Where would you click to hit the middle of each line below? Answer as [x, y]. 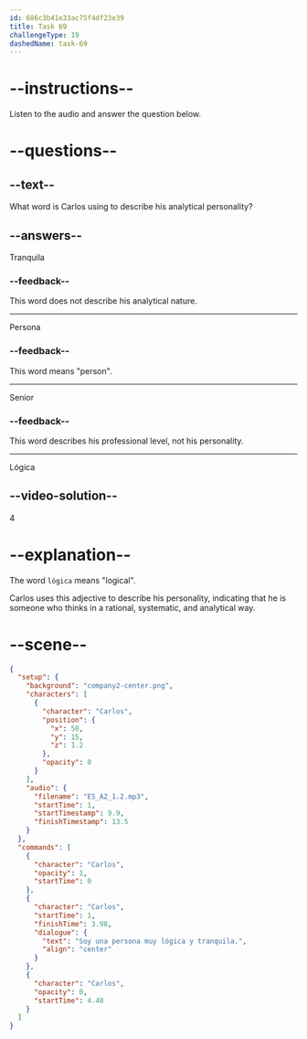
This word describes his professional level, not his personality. [127, 441]
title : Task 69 [38, 27]
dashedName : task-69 [49, 43]
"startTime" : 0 [63, 882]
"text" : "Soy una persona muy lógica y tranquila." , [145, 941]
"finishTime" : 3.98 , [73, 924]
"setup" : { [38, 678]
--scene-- [48, 644]
